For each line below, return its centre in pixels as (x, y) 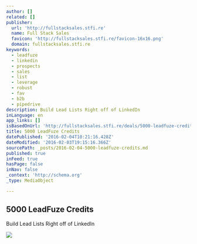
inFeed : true (22, 159)
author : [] (19, 11)
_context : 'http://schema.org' (44, 175)
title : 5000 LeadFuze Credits (43, 132)
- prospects (26, 66)
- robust (22, 88)
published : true (26, 153)
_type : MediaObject (30, 181)
